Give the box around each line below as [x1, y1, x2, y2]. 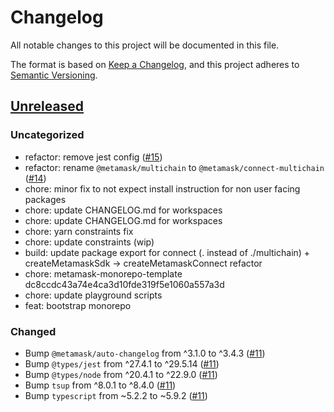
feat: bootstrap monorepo [24, 299, 132, 311]
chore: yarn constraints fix [24, 225, 134, 237]
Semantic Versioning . [10, 69, 98, 81]
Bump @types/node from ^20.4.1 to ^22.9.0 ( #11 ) [24, 368, 218, 380]
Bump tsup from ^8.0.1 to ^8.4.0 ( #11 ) [24, 379, 177, 391]
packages [24, 193, 67, 205]
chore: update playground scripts [24, 289, 163, 301]
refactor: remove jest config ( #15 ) [24, 151, 163, 163]
